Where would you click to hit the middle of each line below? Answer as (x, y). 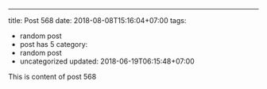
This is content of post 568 (52, 77)
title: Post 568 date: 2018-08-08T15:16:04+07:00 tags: (97, 20)
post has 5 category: (54, 44)
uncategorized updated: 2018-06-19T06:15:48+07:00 (107, 61)
